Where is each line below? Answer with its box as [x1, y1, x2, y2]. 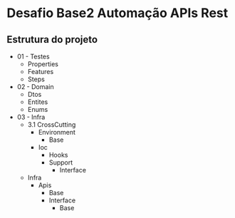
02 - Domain [16, 83, 54, 90]
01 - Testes [16, 52, 51, 61]
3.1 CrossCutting [27, 120, 76, 129]
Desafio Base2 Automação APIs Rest [6, 5, 229, 21]
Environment [38, 128, 76, 136]
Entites [27, 98, 48, 106]
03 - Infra [16, 113, 46, 121]
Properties [27, 60, 58, 68]
